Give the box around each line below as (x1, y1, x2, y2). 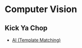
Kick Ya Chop (5, 24, 48, 32)
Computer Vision (5, 4, 77, 15)
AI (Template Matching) (12, 37, 61, 43)
